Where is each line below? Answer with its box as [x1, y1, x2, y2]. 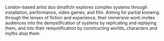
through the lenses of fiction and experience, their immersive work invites [5, 15, 155, 20]
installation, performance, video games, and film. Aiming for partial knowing [5, 9, 160, 15]
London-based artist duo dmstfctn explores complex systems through [5, 4, 148, 10]
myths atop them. [5, 31, 41, 36]
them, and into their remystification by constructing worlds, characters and [5, 25, 158, 31]
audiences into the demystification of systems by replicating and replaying [5, 20, 157, 26]
